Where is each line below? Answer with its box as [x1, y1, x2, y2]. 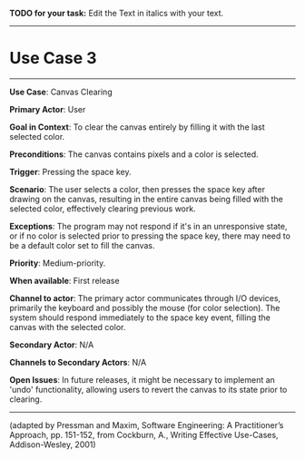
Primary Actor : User [9, 103, 86, 114]
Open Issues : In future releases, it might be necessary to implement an [9, 374, 275, 385]
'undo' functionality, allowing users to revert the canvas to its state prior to [9, 384, 288, 395]
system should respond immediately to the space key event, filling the [9, 312, 271, 323]
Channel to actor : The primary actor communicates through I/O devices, [9, 292, 281, 303]
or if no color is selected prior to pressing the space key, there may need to [9, 230, 290, 241]
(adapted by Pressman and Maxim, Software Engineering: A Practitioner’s [9, 419, 284, 430]
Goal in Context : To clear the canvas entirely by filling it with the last [9, 122, 265, 132]
